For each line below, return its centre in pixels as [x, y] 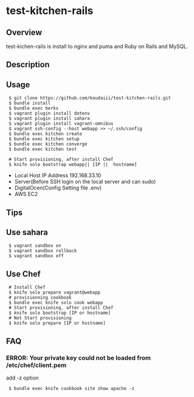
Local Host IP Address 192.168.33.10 [58, 175]
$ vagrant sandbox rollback [43, 251]
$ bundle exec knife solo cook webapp [56, 303]
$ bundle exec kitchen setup [44, 139]
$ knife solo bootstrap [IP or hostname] [60, 313]
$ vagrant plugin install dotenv [49, 113]
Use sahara [27, 232]
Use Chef [23, 274]
